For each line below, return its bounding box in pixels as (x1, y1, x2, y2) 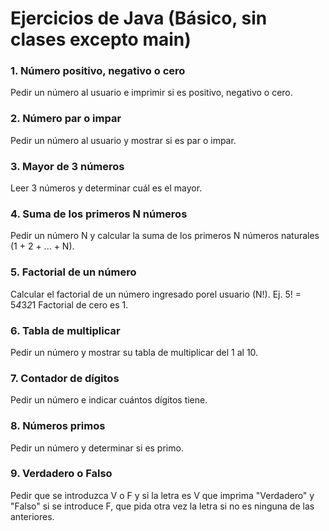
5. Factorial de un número (10, 265, 137, 279)
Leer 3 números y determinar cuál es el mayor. (10, 182, 203, 194)
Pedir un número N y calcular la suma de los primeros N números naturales (10, 230, 320, 242)
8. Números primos (10, 419, 106, 433)
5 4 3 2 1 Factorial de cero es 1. (10, 298, 129, 311)
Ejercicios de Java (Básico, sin (10, 7, 268, 30)
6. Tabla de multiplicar (10, 323, 121, 337)
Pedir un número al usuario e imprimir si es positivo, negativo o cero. (10, 87, 293, 99)
